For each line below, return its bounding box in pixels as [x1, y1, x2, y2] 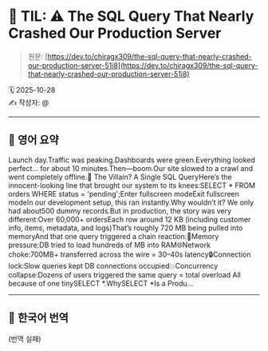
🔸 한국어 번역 [8, 311, 69, 325]
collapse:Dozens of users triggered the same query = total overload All [8, 269, 241, 279]
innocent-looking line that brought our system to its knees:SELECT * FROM [8, 180, 256, 190]
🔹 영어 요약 [8, 134, 60, 147]
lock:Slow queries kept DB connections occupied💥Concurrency [8, 261, 219, 270]
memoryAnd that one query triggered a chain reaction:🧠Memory [8, 231, 219, 241]
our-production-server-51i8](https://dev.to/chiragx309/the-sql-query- [27, 60, 258, 70]
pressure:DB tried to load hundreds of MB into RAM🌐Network [8, 240, 211, 249]
